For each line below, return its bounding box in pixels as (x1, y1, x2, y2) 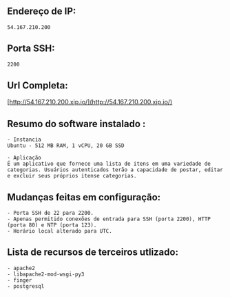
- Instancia (7, 136, 41, 144)
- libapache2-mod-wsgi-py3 (7, 271, 85, 278)
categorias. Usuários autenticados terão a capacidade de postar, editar (7, 166, 224, 173)
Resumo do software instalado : (7, 117, 146, 130)
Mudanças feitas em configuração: (7, 191, 161, 203)
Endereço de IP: (7, 6, 76, 17)
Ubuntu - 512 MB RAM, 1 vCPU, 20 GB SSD (7, 142, 125, 149)
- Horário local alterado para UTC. (7, 228, 112, 235)
